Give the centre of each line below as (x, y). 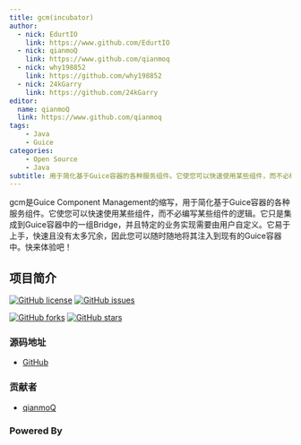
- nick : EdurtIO (47, 34)
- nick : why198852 (52, 68)
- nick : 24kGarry (50, 84)
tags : (19, 126)
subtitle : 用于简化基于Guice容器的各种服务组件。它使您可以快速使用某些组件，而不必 (149, 175)
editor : (24, 101)
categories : (31, 150)
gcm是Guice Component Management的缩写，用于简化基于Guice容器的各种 (150, 202)
